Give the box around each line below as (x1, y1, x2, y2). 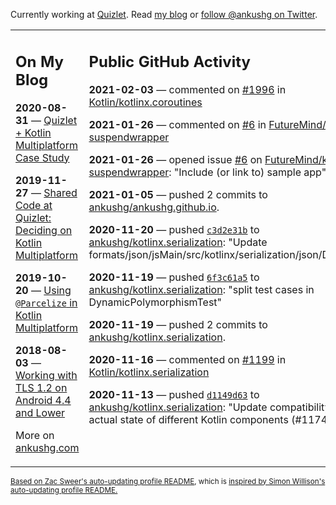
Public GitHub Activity (88, 52, 251, 71)
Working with (15, 368, 78, 382)
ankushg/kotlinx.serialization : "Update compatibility (88, 400, 331, 414)
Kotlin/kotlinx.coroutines (88, 95, 203, 109)
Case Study (15, 150, 70, 164)
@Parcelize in (15, 295, 78, 309)
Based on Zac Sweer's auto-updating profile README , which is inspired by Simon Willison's (10, 476, 326, 486)
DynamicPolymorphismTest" (88, 295, 223, 309)
